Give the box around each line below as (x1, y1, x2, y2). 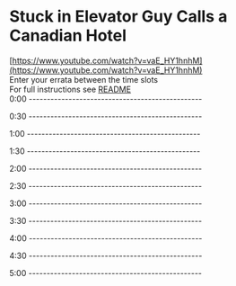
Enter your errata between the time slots (9, 74, 159, 85)
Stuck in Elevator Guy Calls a (9, 6, 228, 27)
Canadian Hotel (9, 25, 127, 46)
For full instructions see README (9, 84, 132, 94)
